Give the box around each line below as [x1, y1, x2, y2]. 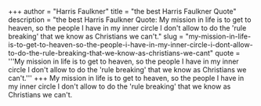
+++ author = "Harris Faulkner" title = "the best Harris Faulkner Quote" [8, 7, 237, 16]
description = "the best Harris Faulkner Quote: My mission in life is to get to [8, 15, 252, 24]
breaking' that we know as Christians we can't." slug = [8, 31, 184, 41]
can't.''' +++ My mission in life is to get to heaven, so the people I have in [8, 74, 245, 82]
